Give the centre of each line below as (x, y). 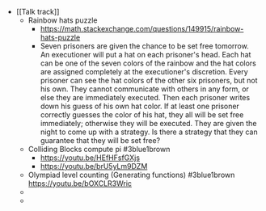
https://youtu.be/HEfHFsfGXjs (90, 158)
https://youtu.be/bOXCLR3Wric (80, 184)
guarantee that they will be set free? (100, 140)
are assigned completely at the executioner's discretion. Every (144, 72)
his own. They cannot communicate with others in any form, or (144, 89)
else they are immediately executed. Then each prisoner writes (145, 97)
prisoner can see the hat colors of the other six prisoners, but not (149, 80)
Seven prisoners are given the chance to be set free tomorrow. (144, 46)
